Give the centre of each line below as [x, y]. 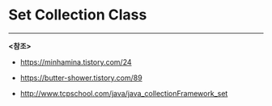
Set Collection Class [78, 15]
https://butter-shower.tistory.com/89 [81, 78]
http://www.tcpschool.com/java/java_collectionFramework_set [124, 93]
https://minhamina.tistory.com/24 [76, 61]
